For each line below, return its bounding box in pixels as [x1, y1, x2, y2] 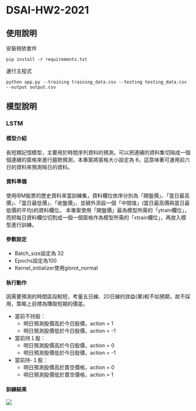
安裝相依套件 [6, 45, 37, 51]
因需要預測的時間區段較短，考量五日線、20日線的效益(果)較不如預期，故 [6, 293, 180, 300]
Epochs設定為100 [14, 257, 57, 264]
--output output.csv [6, 84, 57, 90]
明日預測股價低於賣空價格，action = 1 [23, 371, 114, 378]
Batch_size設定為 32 [14, 250, 64, 257]
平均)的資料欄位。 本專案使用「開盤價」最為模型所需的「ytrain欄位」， [21, 206, 190, 213]
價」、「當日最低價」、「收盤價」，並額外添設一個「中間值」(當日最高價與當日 [6, 199, 185, 206]
